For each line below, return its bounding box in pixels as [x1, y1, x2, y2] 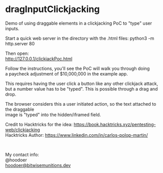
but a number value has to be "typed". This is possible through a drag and [5, 85, 158, 92]
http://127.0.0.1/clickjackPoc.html [5, 55, 73, 61]
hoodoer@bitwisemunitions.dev [5, 162, 71, 168]
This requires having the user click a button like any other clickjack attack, [5, 80, 158, 86]
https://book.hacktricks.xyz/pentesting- [73, 121, 156, 127]
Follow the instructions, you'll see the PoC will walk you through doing [5, 65, 150, 71]
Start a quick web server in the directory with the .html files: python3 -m [5, 35, 154, 41]
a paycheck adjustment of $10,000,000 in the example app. [5, 70, 128, 76]
